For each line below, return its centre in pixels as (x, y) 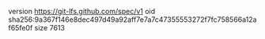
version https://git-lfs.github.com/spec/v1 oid (82, 11)
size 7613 (50, 28)
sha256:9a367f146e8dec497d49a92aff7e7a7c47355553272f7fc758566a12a (132, 19)
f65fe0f (21, 28)
